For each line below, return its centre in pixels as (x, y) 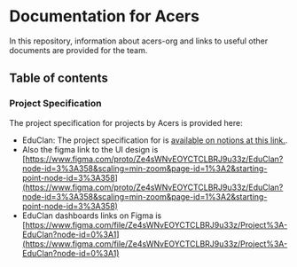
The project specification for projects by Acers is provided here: (126, 122)
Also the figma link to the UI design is (90, 149)
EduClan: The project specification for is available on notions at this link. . (155, 140)
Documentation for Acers (104, 16)
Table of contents (59, 79)
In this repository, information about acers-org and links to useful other (139, 41)
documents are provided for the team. (78, 50)
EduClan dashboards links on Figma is (92, 216)
